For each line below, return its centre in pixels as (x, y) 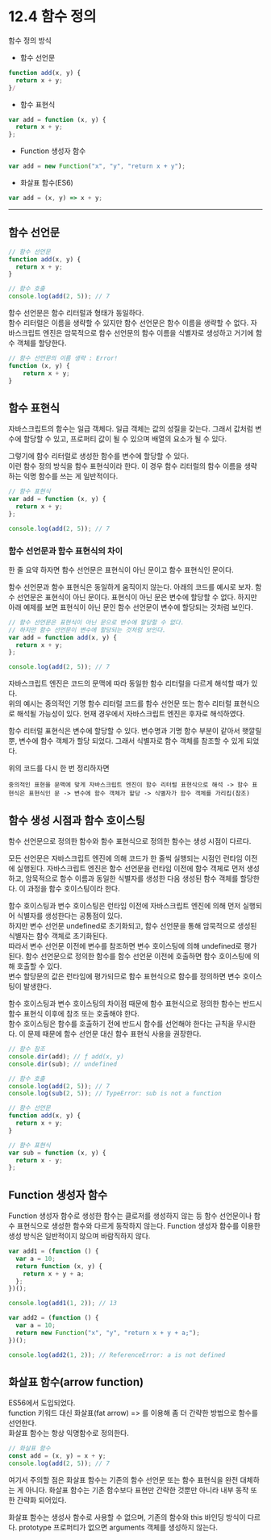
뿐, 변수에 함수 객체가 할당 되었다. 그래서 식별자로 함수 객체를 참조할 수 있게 (126, 741)
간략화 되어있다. (42, 1500)
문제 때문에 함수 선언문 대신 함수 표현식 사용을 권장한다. (114, 1034)
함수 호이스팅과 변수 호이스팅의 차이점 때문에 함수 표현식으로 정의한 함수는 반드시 (135, 1004)
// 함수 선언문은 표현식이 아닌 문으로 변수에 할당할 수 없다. (96, 622)
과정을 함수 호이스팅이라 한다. (73, 889)
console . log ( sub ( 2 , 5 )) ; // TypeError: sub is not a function (115, 1094)
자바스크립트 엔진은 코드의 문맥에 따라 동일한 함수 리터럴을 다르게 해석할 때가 (129, 683)
